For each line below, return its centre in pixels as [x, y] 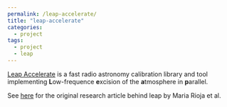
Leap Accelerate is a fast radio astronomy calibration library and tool [108, 74]
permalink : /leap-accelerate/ [52, 14]
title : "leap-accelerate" [46, 21]
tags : [15, 41]
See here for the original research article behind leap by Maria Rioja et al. [115, 95]
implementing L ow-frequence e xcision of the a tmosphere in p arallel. [108, 81]
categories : [25, 27]
